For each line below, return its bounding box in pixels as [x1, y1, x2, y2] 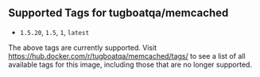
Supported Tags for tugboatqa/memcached [8, 6, 229, 20]
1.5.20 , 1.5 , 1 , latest [19, 27, 90, 37]
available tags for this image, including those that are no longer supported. [8, 60, 253, 69]
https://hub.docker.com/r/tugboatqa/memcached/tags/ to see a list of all [8, 51, 246, 60]
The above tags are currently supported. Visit [8, 43, 157, 52]
